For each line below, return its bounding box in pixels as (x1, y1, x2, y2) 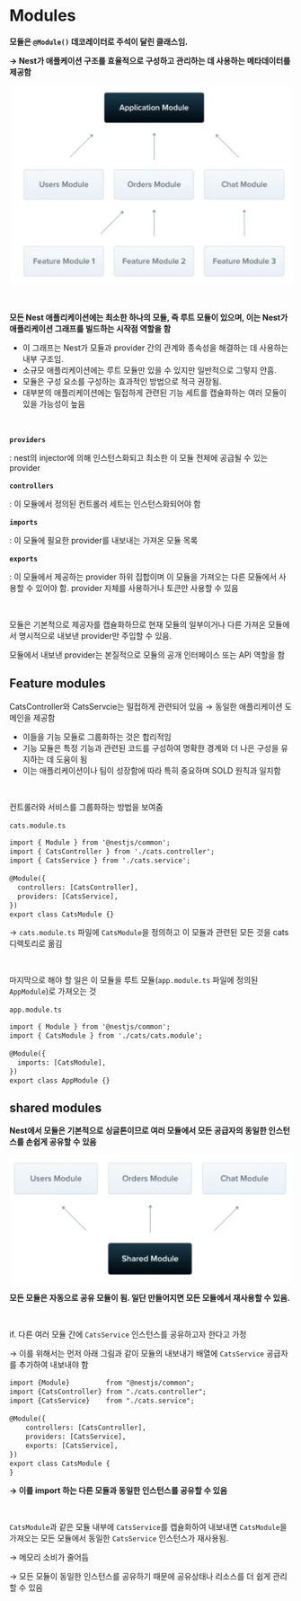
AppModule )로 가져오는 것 (9, 986, 97, 996)
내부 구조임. (22, 353, 65, 364)
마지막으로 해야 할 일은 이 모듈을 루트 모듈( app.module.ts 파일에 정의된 (9, 974, 259, 985)
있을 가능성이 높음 (22, 398, 85, 409)
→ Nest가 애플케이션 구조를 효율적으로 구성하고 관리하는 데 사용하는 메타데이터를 (9, 55, 291, 66)
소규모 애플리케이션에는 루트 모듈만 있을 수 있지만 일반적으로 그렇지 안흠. (22, 365, 277, 376)
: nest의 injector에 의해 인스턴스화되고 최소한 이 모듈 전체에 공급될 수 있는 (9, 452, 268, 463)
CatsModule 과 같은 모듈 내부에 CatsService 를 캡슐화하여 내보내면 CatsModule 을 (9, 1522, 288, 1533)
